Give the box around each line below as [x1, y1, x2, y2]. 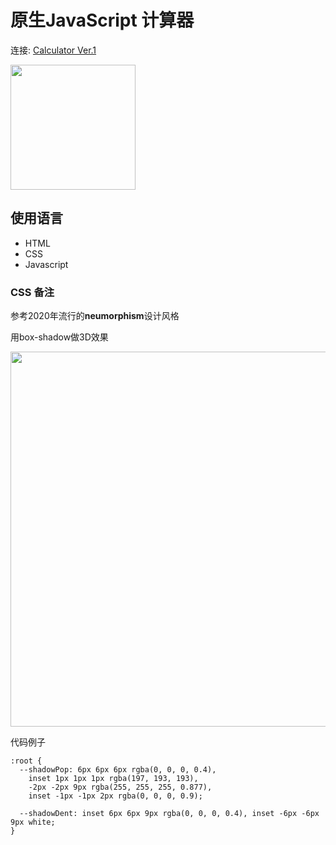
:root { [10, 756, 43, 766]
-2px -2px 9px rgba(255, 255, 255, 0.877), [28, 782, 213, 793]
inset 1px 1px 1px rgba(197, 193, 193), [28, 774, 199, 784]
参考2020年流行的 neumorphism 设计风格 [10, 310, 180, 322]
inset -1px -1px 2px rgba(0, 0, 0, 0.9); [28, 791, 203, 801]
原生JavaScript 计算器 [10, 9, 195, 32]
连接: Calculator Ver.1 [10, 44, 97, 56]
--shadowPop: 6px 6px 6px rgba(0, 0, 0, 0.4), [19, 765, 217, 775]
